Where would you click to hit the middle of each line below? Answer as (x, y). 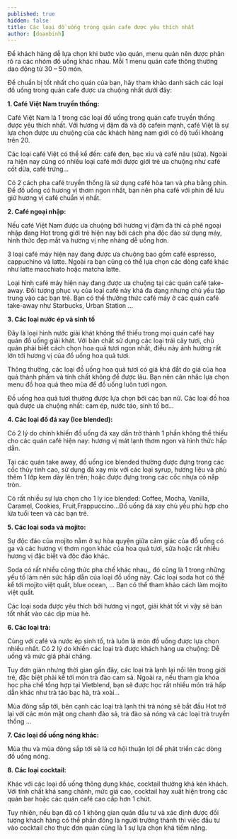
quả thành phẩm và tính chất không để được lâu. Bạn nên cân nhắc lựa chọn (118, 377)
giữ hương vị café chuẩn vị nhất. (54, 198)
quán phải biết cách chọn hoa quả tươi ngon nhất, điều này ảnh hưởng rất (114, 348)
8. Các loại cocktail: (37, 770)
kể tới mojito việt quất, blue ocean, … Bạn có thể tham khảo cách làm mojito (117, 585)
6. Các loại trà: (29, 628)
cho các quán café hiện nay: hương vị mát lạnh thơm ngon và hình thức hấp (117, 441)
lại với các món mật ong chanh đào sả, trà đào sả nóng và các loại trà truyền (118, 714)
